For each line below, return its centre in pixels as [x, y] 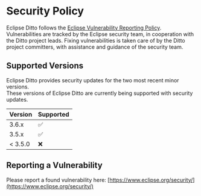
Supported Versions [45, 66]
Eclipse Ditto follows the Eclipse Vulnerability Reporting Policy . [84, 28]
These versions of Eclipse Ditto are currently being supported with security [100, 93]
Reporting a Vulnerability [54, 166]
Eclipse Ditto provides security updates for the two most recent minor [93, 80]
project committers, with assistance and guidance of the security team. [95, 47]
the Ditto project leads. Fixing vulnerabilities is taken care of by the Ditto [96, 40]
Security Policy [45, 11]
